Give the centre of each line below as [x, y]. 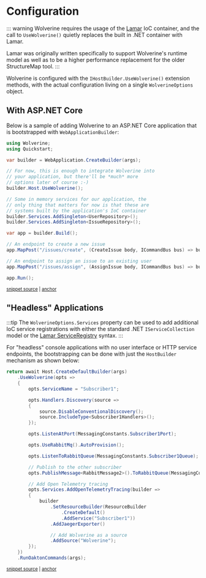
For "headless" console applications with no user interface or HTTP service [102, 348]
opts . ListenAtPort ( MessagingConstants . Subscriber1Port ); [102, 434]
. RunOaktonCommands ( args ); [52, 558]
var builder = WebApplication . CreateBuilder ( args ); [74, 160]
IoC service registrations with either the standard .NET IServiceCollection [101, 329]
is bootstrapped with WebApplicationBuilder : [63, 132]
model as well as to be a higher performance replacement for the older [96, 60]
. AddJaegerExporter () [78, 524]
